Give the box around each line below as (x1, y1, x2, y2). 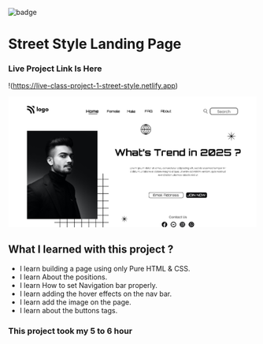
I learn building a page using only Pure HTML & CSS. (19, 264, 191, 273)
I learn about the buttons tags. (19, 305, 118, 315)
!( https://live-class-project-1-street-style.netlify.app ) (8, 81, 179, 91)
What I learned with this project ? (8, 243, 174, 256)
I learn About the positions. (19, 272, 108, 282)
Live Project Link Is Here (8, 63, 102, 74)
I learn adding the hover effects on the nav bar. (19, 289, 172, 298)
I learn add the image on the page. (19, 297, 131, 307)
